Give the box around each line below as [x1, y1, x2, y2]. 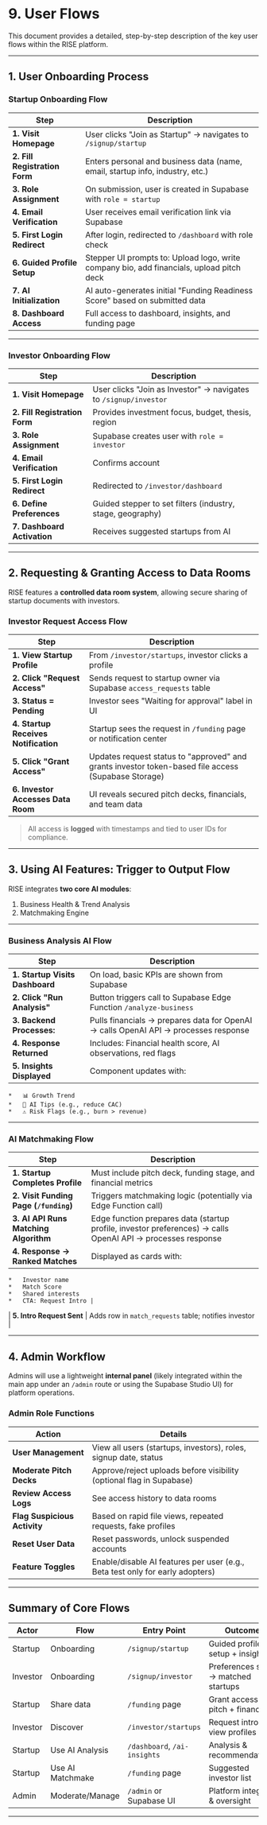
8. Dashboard [12, 308, 65, 319]
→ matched [208, 1671, 252, 1682]
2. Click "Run [12, 992, 64, 1003]
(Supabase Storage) [88, 771, 164, 782]
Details [160, 1428, 188, 1439]
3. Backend [12, 1015, 56, 1026]
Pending [12, 705, 45, 716]
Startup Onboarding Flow [8, 94, 108, 105]
